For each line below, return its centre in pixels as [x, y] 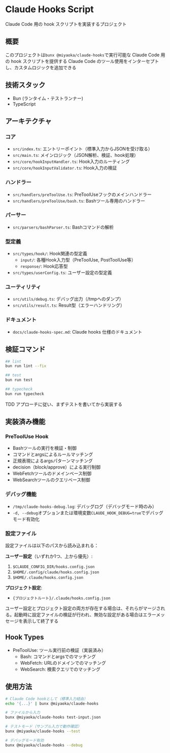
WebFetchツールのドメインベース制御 [52, 474]
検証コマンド [25, 350]
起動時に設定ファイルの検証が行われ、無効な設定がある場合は [78, 615]
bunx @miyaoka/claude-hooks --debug [44, 745]
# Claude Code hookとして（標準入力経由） [46, 699]
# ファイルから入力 [23, 713]
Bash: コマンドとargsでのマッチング [58, 657]
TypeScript [24, 104]
